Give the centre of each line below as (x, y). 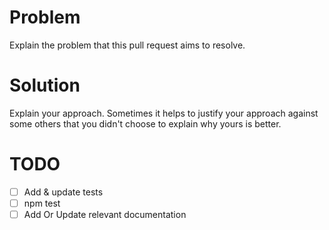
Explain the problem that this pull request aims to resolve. (127, 45)
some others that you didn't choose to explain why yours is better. (145, 123)
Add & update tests (63, 192)
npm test (42, 203)
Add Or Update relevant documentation (105, 214)
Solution (45, 85)
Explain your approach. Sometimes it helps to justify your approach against (164, 113)
